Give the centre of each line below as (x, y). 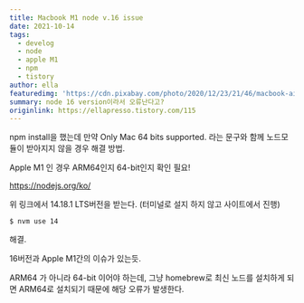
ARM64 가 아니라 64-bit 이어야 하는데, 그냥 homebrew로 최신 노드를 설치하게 (147, 278)
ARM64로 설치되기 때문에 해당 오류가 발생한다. (101, 289)
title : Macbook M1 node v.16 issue (76, 18)
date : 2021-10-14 (42, 26)
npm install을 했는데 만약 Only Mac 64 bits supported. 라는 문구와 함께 (137, 137)
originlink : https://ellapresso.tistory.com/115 (103, 110)
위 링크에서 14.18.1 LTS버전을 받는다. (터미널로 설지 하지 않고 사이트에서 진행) (145, 204)
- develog (36, 43)
